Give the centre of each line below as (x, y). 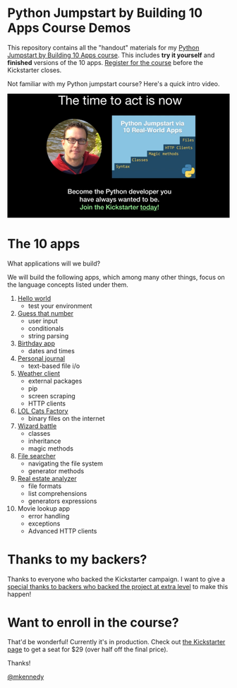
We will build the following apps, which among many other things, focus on (116, 277)
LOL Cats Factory (43, 410)
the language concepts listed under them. (68, 285)
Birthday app (36, 343)
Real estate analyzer (47, 478)
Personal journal (41, 358)
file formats (45, 486)
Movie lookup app (44, 508)
